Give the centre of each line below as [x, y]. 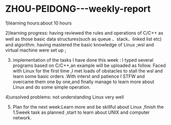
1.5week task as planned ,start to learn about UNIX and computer [81, 112]
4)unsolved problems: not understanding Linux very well [65, 97]
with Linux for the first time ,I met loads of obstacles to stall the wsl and [88, 71]
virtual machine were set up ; [36, 50]
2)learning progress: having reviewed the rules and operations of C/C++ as [84, 33]
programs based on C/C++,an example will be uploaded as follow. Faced [89, 65]
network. [22, 117]
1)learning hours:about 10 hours [39, 23]
